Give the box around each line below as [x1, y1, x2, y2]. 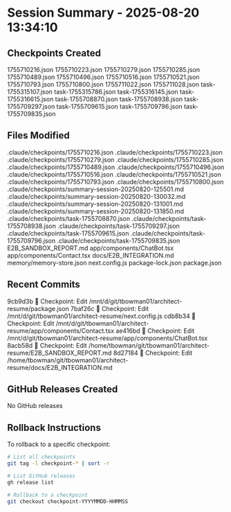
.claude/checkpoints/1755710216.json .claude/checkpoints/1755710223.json [7, 148, 223, 157]
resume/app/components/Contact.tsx [7, 326, 115, 335]
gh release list [7, 479, 54, 486]
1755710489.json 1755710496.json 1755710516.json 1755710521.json [7, 73, 200, 81]
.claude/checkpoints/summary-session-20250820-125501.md [7, 185, 185, 193]
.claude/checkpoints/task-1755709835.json [57, 236, 181, 245]
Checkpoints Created [7, 47, 102, 59]
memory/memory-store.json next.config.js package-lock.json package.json [7, 258, 222, 267]
